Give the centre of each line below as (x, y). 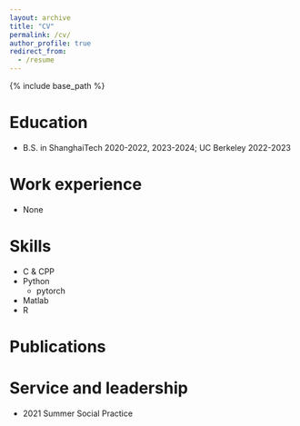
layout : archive (40, 18)
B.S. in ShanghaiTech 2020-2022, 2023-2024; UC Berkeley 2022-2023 (156, 147)
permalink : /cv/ (40, 35)
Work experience (76, 185)
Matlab (35, 300)
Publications (58, 347)
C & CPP (39, 271)
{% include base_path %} (57, 86)
